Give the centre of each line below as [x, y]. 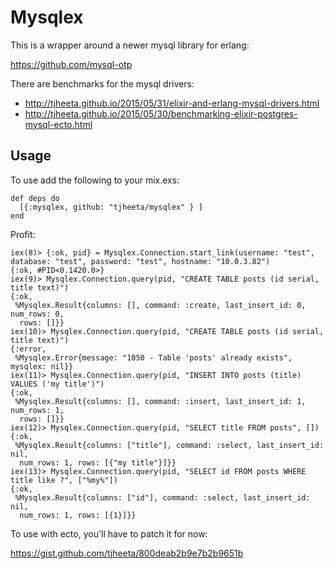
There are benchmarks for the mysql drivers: [102, 83]
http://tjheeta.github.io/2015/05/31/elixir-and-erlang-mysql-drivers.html [172, 103]
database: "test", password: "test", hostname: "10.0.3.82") [140, 261]
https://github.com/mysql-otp [71, 64]
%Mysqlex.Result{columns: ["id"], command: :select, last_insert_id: [162, 497]
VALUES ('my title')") [57, 384]
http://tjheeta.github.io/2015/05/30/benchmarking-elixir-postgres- [161, 113]
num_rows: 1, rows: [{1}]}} [78, 515]
